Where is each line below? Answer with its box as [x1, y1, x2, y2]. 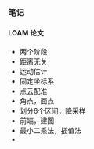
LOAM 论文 [8, 28, 45, 37]
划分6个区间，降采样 [19, 106, 86, 116]
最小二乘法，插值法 [19, 126, 82, 136]
